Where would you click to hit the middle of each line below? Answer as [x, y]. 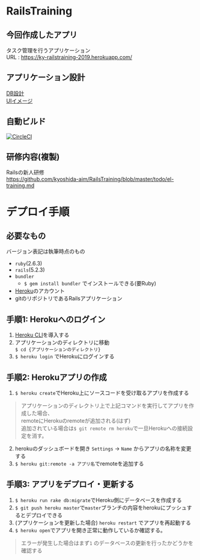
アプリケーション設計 [46, 77]
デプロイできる [44, 515]
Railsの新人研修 [25, 172]
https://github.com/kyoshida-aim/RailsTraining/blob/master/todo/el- [90, 179]
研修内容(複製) [33, 157]
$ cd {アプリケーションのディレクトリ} [58, 350]
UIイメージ [20, 101]
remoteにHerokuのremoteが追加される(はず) [76, 421]
